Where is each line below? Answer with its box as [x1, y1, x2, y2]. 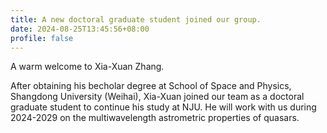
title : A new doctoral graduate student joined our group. [10, 14, 262, 25]
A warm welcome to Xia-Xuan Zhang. [10, 61, 165, 73]
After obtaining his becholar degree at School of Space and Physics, [10, 80, 292, 92]
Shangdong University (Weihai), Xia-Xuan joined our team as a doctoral [10, 91, 305, 103]
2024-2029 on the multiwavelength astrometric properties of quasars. [10, 112, 300, 124]
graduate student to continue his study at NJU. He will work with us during [10, 101, 317, 113]
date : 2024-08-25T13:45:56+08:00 [10, 24, 150, 34]
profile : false [10, 33, 74, 43]
